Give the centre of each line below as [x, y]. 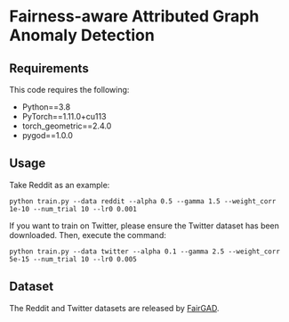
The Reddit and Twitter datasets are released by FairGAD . [114, 308]
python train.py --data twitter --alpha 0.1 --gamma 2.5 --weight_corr [144, 252]
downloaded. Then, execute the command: [88, 235]
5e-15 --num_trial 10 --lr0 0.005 [73, 259]
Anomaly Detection [82, 35]
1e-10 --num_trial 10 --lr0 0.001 [73, 209]
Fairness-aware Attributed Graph [134, 17]
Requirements [49, 68]
